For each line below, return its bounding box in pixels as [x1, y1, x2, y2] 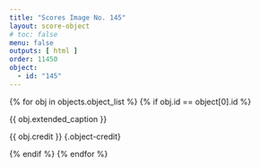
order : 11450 [9, 55, 58, 64]
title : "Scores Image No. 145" [9, 13, 126, 22]
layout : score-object [9, 22, 91, 31]
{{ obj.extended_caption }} [9, 113, 108, 124]
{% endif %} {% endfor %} [9, 148, 108, 159]
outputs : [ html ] [9, 47, 78, 56]
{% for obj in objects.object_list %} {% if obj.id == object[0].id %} [9, 96, 252, 107]
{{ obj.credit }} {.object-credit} [9, 131, 121, 142]
